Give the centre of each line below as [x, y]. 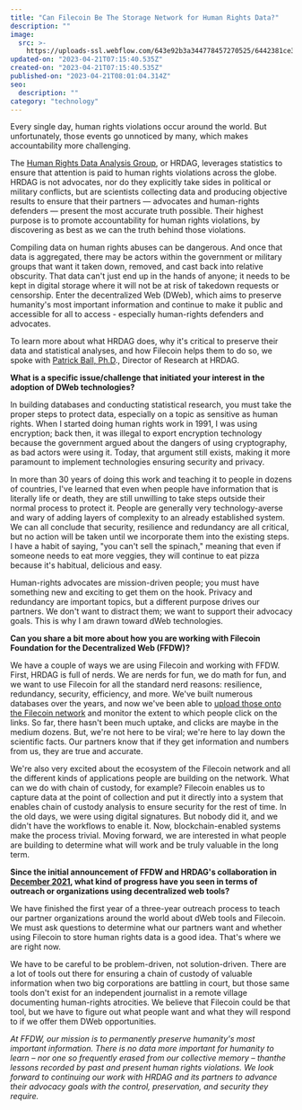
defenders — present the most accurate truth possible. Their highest [137, 211]
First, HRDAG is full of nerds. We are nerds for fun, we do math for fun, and [148, 675]
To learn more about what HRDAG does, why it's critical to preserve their [144, 342]
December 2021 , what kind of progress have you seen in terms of [134, 882]
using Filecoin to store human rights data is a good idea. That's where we [146, 937]
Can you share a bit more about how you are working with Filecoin [135, 638]
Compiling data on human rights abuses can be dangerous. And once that [147, 247]
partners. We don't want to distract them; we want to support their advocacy [151, 611]
